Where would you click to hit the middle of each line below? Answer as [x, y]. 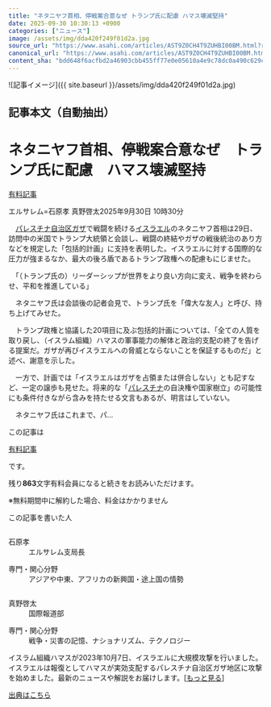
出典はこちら [29, 695]
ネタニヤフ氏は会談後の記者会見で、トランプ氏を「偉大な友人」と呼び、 [135, 303]
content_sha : [30, 61]
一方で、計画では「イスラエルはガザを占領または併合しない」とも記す [131, 378]
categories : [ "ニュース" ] [49, 31]
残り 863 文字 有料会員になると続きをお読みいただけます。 [103, 484]
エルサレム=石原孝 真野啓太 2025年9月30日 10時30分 [96, 211]
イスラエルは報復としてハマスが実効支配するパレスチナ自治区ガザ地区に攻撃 [135, 668]
